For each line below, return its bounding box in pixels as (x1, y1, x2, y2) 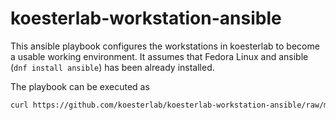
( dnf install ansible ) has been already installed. (10, 61, 215, 73)
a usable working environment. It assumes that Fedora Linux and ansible (10, 50, 309, 62)
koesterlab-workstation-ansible (10, 7, 282, 30)
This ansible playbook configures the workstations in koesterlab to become (10, 40, 320, 52)
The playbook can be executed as (10, 80, 150, 92)
